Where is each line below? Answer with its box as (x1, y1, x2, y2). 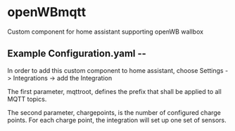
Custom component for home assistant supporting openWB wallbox (7, 27, 204, 36)
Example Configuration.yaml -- (7, 48, 146, 60)
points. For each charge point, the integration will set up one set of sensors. (7, 116, 227, 124)
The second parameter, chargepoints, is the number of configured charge (7, 108, 222, 116)
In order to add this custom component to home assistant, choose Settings (7, 66, 224, 74)
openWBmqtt (7, 4, 87, 20)
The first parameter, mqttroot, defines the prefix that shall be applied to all (7, 87, 222, 95)
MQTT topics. (7, 95, 47, 103)
